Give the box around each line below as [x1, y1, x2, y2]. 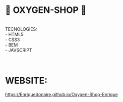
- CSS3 [5, 37, 20, 43]
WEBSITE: [5, 75, 48, 86]
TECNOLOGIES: [5, 26, 37, 32]
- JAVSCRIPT [5, 47, 32, 53]
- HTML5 [5, 31, 24, 37]
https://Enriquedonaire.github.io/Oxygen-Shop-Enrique [5, 91, 118, 97]
